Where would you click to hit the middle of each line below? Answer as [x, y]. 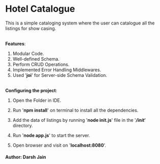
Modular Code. [28, 53]
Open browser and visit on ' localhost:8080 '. [59, 145]
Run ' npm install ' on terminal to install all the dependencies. [75, 110]
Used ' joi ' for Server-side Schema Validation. [60, 75]
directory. [23, 125]
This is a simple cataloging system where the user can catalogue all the [80, 23]
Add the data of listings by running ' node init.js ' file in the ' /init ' [79, 120]
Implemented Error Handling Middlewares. [57, 70]
